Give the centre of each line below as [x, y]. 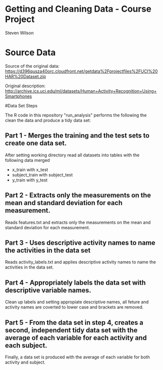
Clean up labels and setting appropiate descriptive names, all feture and [77, 302]
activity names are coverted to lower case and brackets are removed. [74, 307]
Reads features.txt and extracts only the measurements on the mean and [78, 222]
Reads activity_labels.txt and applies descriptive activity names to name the [81, 262]
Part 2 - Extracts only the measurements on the [78, 195]
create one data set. [36, 143]
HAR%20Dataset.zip [25, 76]
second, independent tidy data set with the [71, 330]
